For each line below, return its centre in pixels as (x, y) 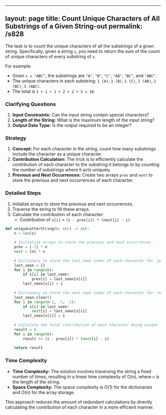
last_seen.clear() (33, 297)
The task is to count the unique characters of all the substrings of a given (80, 46)
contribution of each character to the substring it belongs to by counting (86, 165)
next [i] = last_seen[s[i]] (59, 311)
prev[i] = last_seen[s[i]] (59, 279)
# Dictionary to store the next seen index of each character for (84, 293)
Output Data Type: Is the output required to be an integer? (72, 125)
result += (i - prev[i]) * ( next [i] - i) (66, 339)
